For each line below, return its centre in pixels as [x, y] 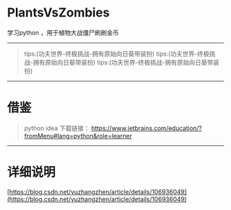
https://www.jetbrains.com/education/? [147, 128]
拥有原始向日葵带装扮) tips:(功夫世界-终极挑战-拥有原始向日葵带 [123, 62]
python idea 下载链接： [57, 128]
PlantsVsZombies [58, 13]
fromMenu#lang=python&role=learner [78, 136]
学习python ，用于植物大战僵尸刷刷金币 [63, 32]
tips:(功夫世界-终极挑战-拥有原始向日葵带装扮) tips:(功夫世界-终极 [117, 54]
